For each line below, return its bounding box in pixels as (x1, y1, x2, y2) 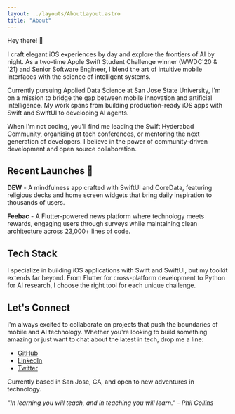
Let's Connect (7, 301, 70, 313)
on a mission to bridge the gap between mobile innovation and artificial (7, 93, 213, 102)
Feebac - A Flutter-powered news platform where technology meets (7, 212, 205, 220)
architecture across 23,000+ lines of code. (7, 227, 131, 236)
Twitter (17, 363, 39, 372)
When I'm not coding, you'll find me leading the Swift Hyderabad (7, 122, 194, 130)
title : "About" (7, 17, 52, 24)
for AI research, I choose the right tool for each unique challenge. (7, 281, 196, 289)
